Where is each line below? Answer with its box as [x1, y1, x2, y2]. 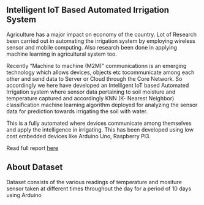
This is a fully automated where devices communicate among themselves [6, 119, 192, 127]
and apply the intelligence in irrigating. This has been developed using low [6, 125, 194, 133]
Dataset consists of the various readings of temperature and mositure [6, 178, 182, 185]
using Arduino [6, 191, 42, 198]
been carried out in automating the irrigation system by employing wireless [6, 37, 195, 45]
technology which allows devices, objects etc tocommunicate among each [6, 69, 195, 76]
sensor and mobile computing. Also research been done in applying [6, 43, 178, 51]
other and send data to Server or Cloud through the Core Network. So [6, 75, 183, 82]
